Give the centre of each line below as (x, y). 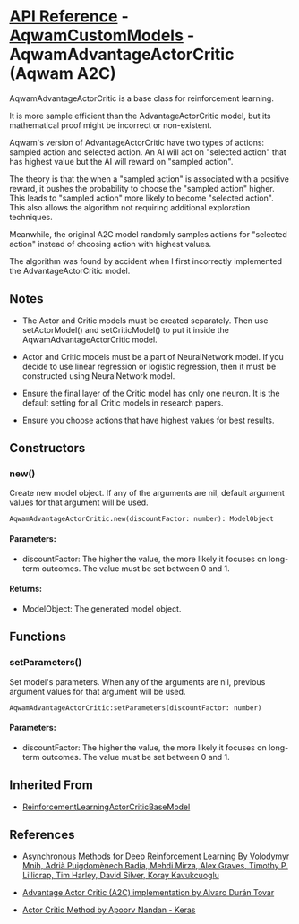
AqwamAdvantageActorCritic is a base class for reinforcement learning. (142, 98)
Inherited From (51, 785)
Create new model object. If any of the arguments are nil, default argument (147, 493)
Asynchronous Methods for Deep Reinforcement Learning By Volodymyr (156, 856)
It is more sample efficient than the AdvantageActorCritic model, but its (140, 115)
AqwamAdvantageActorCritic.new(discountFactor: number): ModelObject (142, 519)
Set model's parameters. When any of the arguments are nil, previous (137, 681)
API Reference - (69, 17)
